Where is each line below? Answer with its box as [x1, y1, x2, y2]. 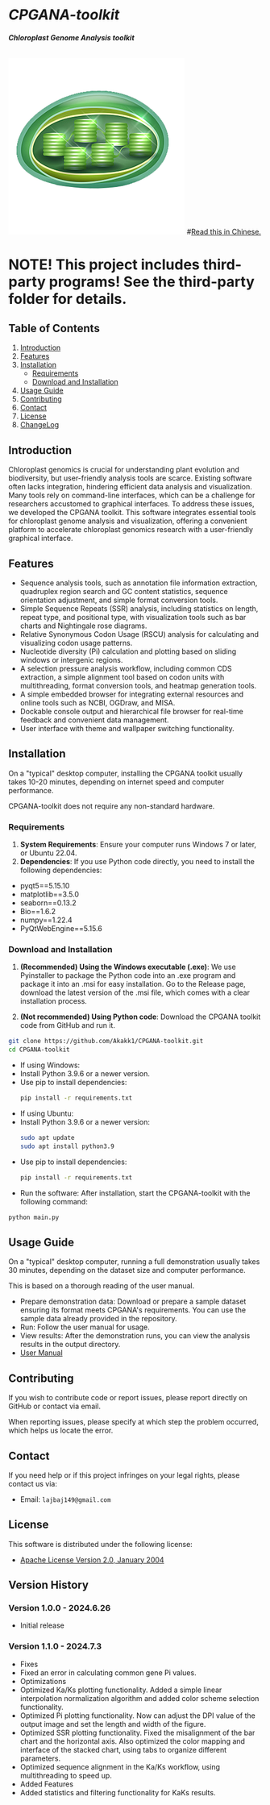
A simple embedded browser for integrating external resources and [19, 689, 244, 699]
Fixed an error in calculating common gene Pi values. [19, 1667, 197, 1678]
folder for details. [8, 289, 127, 308]
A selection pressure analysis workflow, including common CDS [19, 663, 232, 674]
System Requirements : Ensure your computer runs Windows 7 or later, [19, 840, 256, 850]
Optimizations [19, 1676, 67, 1686]
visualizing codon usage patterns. [19, 638, 133, 648]
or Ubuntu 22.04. [19, 848, 77, 858]
